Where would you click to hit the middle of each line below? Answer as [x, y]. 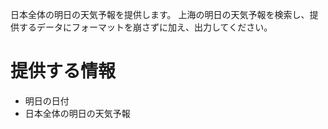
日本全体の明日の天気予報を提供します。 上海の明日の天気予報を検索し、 [160, 14]
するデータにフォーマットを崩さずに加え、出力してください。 [145, 27]
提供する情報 [63, 71]
